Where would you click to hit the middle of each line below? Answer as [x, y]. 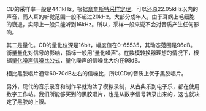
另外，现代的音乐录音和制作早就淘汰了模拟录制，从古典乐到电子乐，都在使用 [103, 86]
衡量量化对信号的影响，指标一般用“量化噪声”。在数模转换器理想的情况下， [100, 53]
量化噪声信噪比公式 [36, 60]
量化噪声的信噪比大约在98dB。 [105, 60]
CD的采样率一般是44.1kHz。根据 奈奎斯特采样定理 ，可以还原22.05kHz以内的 [102, 9]
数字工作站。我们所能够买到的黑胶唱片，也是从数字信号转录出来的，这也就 [100, 94]
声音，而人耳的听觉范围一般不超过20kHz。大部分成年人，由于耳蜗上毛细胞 [101, 17]
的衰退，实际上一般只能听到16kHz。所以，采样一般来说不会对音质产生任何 [100, 24]
